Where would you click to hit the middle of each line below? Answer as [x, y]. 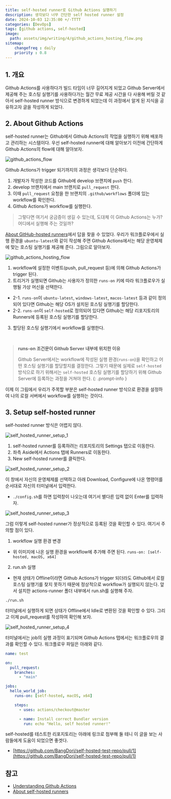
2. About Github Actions [44, 123]
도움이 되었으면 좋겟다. [45, 740]
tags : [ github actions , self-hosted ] [45, 29]
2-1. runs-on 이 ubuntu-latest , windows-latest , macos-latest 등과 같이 [84, 298]
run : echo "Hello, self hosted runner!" [67, 724]
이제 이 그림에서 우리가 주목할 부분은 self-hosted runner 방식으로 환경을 [77, 390]
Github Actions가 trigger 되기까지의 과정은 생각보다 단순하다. [67, 170]
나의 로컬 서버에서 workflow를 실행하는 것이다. [57, 396]
